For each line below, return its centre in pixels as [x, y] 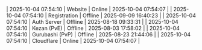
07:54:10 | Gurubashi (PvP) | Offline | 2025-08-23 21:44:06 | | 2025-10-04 [99, 35]
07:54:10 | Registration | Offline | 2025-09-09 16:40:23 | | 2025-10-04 [109, 15]
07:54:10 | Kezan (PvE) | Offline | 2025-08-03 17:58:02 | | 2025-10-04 [93, 28]
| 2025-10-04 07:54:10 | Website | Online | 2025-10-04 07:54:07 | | [89, 9]
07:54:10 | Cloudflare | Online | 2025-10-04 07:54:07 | [73, 41]
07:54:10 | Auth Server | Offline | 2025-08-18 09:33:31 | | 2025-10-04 [93, 22]
